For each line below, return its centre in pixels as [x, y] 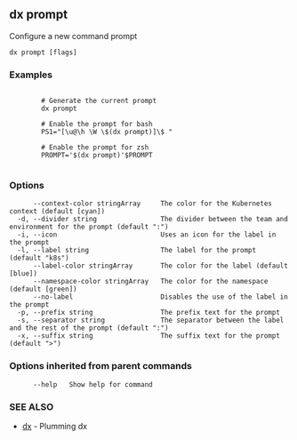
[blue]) [24, 274]
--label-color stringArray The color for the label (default [161, 266]
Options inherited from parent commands [101, 366]
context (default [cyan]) [57, 212]
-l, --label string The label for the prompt [136, 251]
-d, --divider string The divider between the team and [153, 220]
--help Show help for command [92, 384]
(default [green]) [43, 289]
